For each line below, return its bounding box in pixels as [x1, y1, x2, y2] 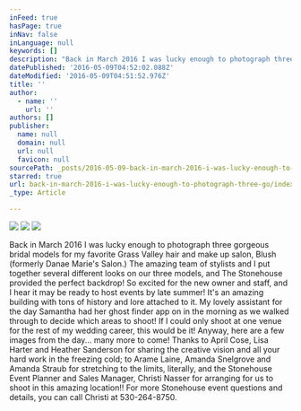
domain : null [17, 138, 66, 147]
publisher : [9, 122, 50, 131]
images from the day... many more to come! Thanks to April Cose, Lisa [9, 335, 269, 345]
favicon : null [17, 154, 70, 164]
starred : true [9, 171, 63, 180]
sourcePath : [9, 163, 54, 172]
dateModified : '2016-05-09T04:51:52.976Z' [9, 72, 170, 81]
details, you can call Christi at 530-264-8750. [9, 392, 177, 402]
